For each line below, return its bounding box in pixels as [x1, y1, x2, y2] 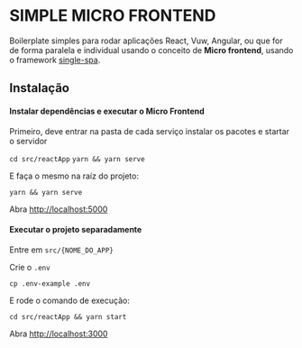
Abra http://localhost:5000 [9, 204, 108, 215]
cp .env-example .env [9, 279, 91, 288]
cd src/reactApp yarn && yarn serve [9, 154, 146, 163]
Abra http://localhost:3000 [9, 328, 108, 339]
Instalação [9, 80, 70, 96]
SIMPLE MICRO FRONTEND [9, 5, 216, 26]
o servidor [9, 135, 48, 146]
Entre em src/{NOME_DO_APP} [9, 244, 114, 255]
